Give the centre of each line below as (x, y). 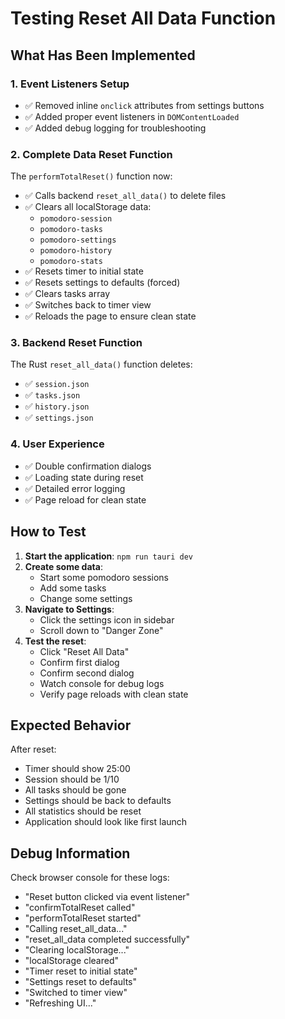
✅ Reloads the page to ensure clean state (110, 316)
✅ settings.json (59, 418)
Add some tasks (73, 588)
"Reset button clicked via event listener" (107, 897)
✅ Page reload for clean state (85, 499)
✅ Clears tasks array (67, 294)
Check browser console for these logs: (90, 878)
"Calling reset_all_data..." (76, 929)
